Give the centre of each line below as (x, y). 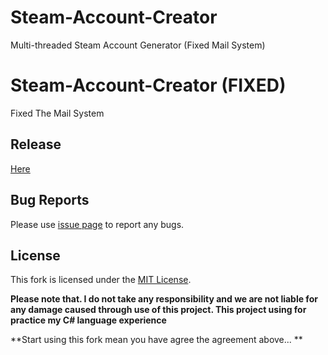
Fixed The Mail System (57, 113)
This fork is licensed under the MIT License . (101, 280)
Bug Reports (50, 200)
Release (36, 144)
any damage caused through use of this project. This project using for (158, 310)
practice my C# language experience (88, 320)
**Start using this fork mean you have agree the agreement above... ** (156, 340)
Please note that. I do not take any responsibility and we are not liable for (164, 299)
